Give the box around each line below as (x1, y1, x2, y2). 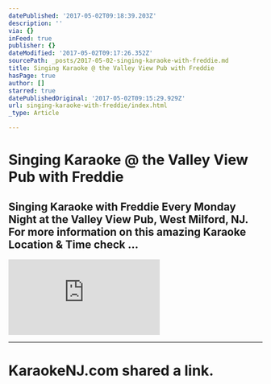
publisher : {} (8, 42, 56, 50)
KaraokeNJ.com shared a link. (8, 361, 215, 380)
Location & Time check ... (8, 237, 139, 251)
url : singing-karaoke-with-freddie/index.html (8, 101, 168, 109)
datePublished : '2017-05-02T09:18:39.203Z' (8, 11, 157, 20)
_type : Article (8, 109, 60, 118)
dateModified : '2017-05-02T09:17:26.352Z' (8, 49, 153, 57)
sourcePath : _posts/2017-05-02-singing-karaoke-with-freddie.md (8, 57, 229, 65)
